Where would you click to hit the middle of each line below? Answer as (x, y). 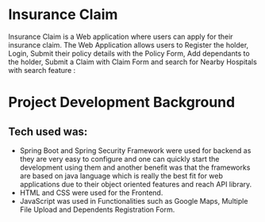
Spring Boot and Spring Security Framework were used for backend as (135, 150)
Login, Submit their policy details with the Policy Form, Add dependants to (129, 53)
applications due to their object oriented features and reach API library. (136, 184)
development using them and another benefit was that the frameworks (135, 167)
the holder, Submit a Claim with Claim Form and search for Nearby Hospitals (133, 62)
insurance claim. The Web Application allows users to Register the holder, (129, 44)
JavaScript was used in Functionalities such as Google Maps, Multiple (134, 201)
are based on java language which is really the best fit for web (121, 175)
